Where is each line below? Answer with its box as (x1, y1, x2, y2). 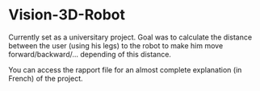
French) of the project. (8, 73, 83, 83)
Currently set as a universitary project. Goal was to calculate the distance (8, 32, 253, 42)
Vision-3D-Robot (8, 6, 125, 24)
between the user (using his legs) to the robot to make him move (8, 40, 224, 50)
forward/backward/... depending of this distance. (8, 49, 172, 59)
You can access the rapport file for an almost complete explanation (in (8, 64, 242, 74)
